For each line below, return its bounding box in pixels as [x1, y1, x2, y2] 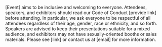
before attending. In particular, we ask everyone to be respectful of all [5, 15, 151, 21]
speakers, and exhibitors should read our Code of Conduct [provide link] [5, 10, 156, 16]
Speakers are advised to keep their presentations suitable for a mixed [5, 26, 150, 32]
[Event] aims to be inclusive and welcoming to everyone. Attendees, [5, 5, 147, 10]
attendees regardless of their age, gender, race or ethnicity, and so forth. [5, 20, 157, 26]
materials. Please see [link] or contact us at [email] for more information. [5, 36, 156, 42]
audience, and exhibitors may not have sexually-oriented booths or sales [5, 31, 157, 37]
